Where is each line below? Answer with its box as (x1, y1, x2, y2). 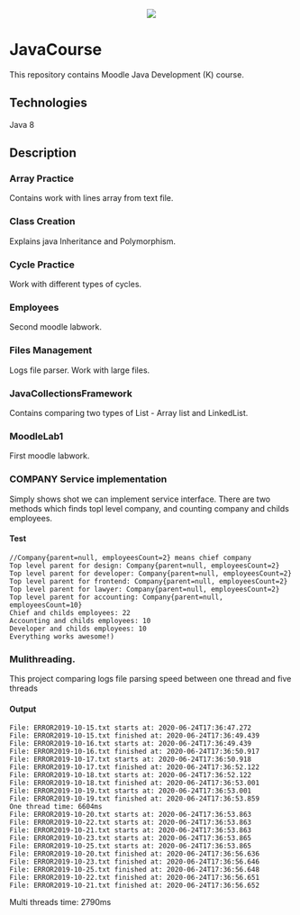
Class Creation (9, 215, 76, 228)
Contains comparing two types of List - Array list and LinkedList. (9, 407, 249, 418)
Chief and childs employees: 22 (9, 608, 131, 617)
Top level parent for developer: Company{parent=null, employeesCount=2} (9, 568, 293, 578)
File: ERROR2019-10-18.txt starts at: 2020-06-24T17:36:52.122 (9, 771, 252, 780)
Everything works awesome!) (9, 631, 115, 641)
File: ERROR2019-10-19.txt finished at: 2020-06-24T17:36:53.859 (9, 794, 259, 803)
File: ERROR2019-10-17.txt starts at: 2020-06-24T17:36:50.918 (9, 755, 252, 765)
